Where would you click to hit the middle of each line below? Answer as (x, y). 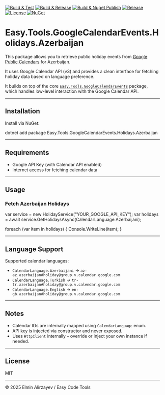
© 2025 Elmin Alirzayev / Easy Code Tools (48, 387)
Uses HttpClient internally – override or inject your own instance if (80, 336)
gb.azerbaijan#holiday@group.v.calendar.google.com (66, 294)
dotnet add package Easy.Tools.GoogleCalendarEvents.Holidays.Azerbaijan (82, 132)
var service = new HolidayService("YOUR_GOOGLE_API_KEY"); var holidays (82, 214)
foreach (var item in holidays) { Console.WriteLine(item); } (63, 229)
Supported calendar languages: (37, 261)
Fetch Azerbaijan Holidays (37, 204)
